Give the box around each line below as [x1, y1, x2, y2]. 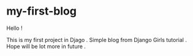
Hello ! [6, 24, 23, 32]
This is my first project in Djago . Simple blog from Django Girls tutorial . [6, 36, 187, 43]
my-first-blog [6, 4, 77, 18]
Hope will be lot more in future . [6, 43, 86, 50]
